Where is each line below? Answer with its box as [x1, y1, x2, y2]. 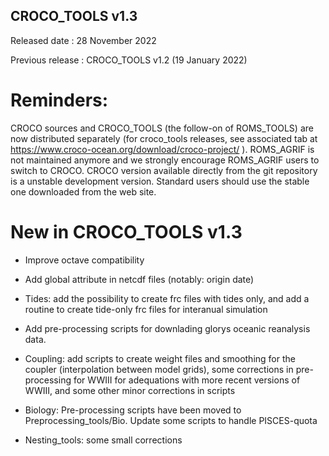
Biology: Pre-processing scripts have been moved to [24, 404, 242, 416]
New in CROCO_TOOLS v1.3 [10, 220, 243, 243]
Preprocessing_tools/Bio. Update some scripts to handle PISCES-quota [24, 414, 318, 426]
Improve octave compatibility [24, 254, 145, 266]
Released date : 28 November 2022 [10, 34, 157, 46]
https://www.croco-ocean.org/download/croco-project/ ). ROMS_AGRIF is [10, 143, 315, 155]
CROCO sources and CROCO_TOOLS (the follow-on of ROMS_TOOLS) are [10, 122, 314, 134]
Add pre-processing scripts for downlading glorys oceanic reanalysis [24, 322, 311, 334]
